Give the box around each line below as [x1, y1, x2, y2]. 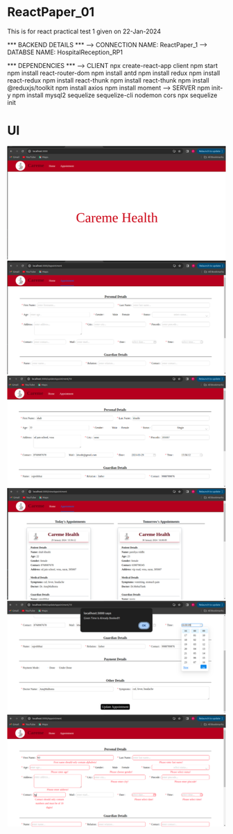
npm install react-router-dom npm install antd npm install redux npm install [7, 69, 221, 77]
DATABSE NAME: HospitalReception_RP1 [7, 48, 123, 56]
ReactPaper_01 [7, 4, 95, 20]
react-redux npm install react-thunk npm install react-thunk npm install [7, 76, 209, 84]
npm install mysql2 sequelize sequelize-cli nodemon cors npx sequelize [12, 91, 218, 99]
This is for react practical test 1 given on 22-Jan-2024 [7, 27, 162, 35]
